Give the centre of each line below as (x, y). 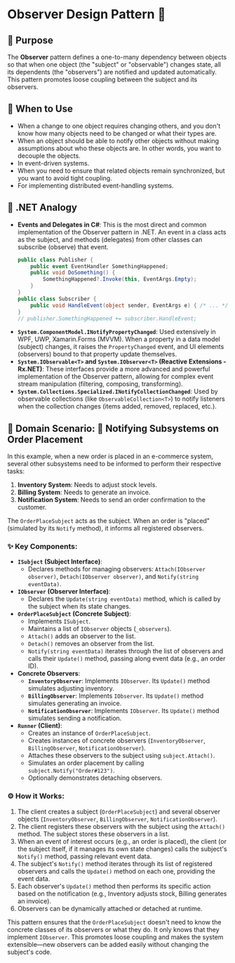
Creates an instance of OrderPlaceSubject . (89, 733)
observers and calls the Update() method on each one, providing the (116, 871)
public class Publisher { (55, 260)
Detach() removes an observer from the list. (91, 644)
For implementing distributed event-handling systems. (95, 185)
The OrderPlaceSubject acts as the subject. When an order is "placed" (109, 521)
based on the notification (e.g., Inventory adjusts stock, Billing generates (122, 894)
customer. (32, 507)
